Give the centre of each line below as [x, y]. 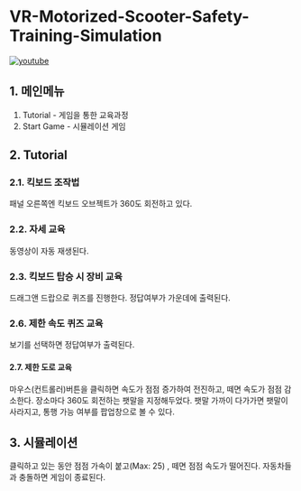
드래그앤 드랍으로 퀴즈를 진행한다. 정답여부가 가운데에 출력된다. [120, 298]
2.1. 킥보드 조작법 [45, 182]
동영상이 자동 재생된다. [49, 251]
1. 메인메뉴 [37, 92]
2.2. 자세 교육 [37, 229]
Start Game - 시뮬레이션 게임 [74, 126]
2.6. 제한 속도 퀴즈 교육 [56, 323]
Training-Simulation [86, 36]
